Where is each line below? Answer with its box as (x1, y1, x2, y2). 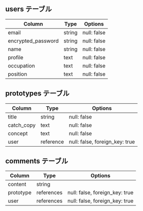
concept (8, 130, 28, 137)
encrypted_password (8, 37, 59, 44)
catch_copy (8, 122, 36, 129)
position (8, 71, 27, 78)
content (8, 181, 27, 188)
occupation (8, 62, 35, 69)
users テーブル (5, 5, 52, 14)
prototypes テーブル (5, 89, 70, 98)
